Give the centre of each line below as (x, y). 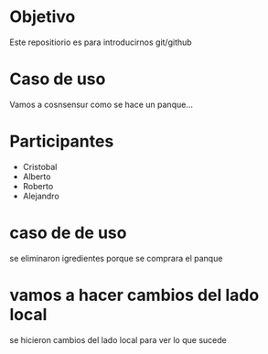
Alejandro (41, 196)
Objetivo (43, 17)
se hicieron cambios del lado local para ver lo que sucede (118, 339)
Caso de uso (58, 79)
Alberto (37, 177)
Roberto (38, 186)
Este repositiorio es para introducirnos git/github (101, 42)
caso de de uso (68, 233)
